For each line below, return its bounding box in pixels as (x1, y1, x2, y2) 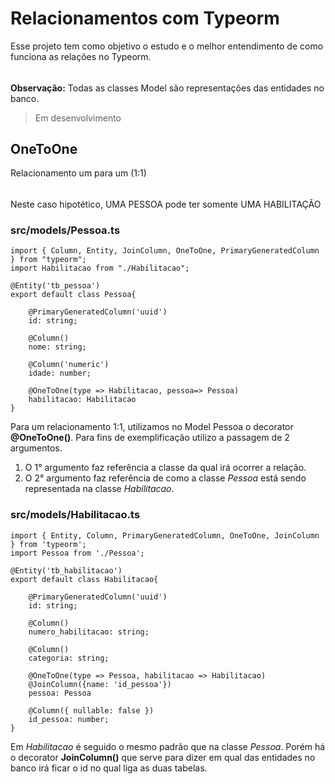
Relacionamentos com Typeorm (10, 7, 280, 30)
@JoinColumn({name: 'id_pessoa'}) (28, 679, 172, 689)
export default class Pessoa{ (10, 290, 137, 300)
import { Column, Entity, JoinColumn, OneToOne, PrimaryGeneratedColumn (10, 246, 320, 256)
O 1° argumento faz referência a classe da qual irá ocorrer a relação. (24, 462, 307, 474)
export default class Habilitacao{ (10, 574, 159, 584)
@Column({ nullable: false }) (28, 705, 155, 716)
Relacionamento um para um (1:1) (10, 167, 147, 179)
